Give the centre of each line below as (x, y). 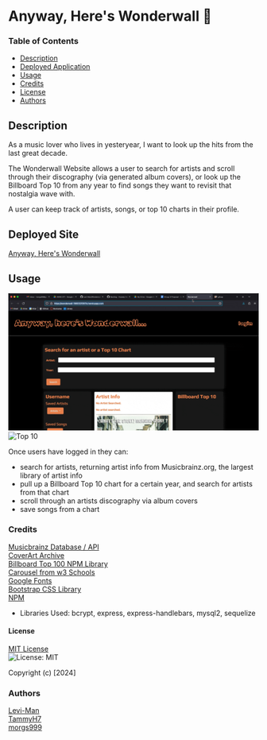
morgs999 (25, 727)
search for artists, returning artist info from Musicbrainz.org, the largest (137, 467)
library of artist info (51, 475)
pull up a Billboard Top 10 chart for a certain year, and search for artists (136, 483)
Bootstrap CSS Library (45, 589)
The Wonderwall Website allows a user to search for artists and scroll (122, 169)
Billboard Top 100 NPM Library (58, 564)
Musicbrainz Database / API (54, 547)
